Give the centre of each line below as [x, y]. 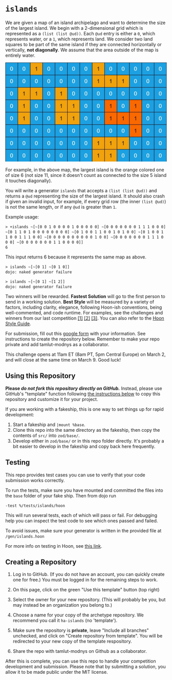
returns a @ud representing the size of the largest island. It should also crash [85, 196]
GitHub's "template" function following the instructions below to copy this [83, 394]
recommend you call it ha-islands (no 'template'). [65, 621]
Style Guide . [18, 324]
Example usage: [22, 217]
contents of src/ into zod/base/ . [46, 435]
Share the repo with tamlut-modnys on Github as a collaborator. [80, 651]
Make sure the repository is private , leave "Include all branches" [81, 630]
